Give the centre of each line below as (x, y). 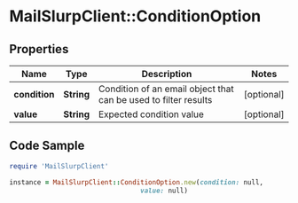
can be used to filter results (155, 100)
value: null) (165, 191)
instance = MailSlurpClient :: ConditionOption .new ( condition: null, (137, 182)
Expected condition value (151, 114)
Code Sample (47, 146)
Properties (39, 49)
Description (167, 74)
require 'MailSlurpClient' (59, 166)
